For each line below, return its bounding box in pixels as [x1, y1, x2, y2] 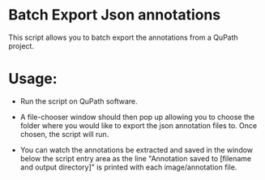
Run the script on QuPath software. [19, 96, 138, 106]
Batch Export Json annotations [8, 6, 221, 24]
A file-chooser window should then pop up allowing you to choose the [19, 112, 255, 122]
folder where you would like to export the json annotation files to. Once [19, 120, 258, 131]
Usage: [8, 70, 58, 88]
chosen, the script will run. [19, 129, 109, 139]
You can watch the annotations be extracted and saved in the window [19, 144, 254, 155]
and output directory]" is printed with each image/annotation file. [19, 162, 237, 172]
